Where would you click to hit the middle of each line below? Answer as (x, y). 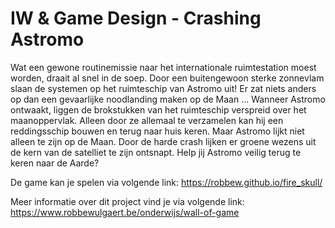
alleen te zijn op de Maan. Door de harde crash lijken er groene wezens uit (163, 141)
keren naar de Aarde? (55, 163)
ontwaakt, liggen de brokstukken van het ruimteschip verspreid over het (158, 109)
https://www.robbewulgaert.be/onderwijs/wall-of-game (125, 212)
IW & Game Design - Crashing (136, 18)
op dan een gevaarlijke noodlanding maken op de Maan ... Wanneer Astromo (168, 99)
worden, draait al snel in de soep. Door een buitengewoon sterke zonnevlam (167, 78)
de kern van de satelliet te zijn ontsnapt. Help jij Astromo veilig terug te (156, 152)
